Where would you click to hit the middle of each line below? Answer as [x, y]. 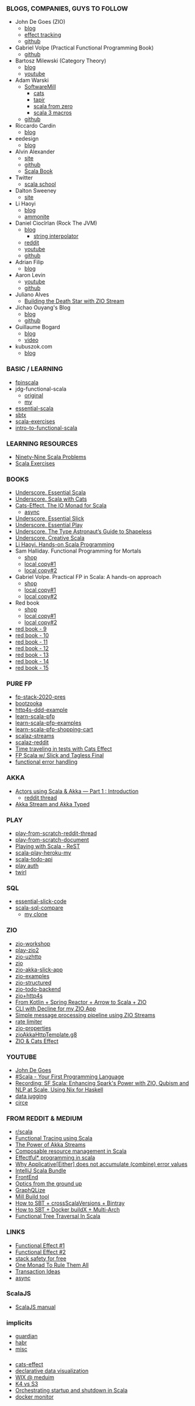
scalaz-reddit [32, 742]
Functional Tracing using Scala [54, 1138]
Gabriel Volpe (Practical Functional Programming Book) [84, 48]
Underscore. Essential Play [49, 525]
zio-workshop [33, 943]
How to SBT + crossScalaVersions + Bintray [70, 1203]
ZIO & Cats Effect [37, 1041]
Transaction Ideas [38, 1271]
